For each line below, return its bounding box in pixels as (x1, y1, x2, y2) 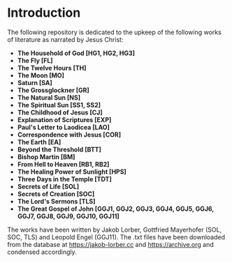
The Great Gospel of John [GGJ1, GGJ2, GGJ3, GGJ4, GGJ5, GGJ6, (17, 204, 215, 213)
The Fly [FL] (17, 56, 54, 64)
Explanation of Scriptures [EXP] (17, 115, 112, 123)
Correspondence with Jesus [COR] (17, 130, 121, 139)
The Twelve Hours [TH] (17, 63, 87, 72)
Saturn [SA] (17, 78, 52, 87)
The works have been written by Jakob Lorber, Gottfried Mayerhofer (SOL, (7, 225, 222, 234)
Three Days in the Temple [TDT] (17, 174, 112, 183)
